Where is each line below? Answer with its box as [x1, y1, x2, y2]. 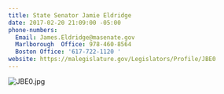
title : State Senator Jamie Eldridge [8, 11, 132, 20]
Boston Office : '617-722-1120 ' [15, 48, 122, 56]
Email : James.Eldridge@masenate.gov [15, 33, 135, 42]
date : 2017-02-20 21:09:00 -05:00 [8, 19, 122, 27]
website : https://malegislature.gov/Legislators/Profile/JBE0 [8, 56, 216, 63]
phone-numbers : [8, 26, 58, 34]
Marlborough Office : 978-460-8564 [15, 41, 132, 49]
